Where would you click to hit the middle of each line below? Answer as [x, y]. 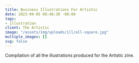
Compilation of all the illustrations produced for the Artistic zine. [70, 55]
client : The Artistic [27, 28]
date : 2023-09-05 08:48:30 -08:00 [41, 14]
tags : [11, 19]
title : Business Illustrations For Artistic [51, 10]
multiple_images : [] [26, 37]
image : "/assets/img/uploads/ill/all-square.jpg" [57, 32]
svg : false [16, 42]
